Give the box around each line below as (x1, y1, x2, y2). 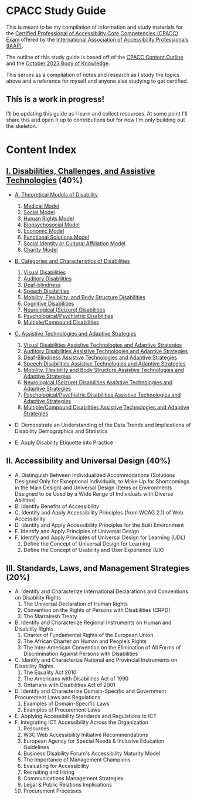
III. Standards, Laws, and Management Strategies (6, 563, 189, 573)
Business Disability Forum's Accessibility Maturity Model (23, 750, 160, 757)
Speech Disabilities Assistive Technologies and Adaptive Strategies (23, 360, 186, 367)
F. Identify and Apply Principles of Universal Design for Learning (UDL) (14, 534, 186, 541)
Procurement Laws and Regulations (14, 694, 101, 701)
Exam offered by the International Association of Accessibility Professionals (6, 36, 189, 43)
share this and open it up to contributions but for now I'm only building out (6, 116, 185, 123)
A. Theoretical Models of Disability (14, 191, 98, 198)
